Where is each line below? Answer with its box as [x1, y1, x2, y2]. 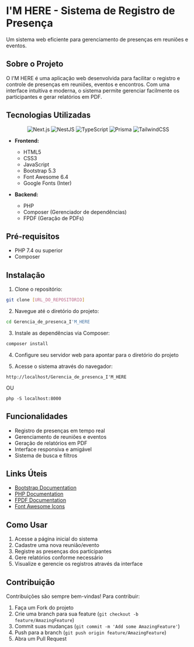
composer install [6, 340, 49, 346]
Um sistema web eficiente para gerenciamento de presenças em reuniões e [6, 36, 189, 43]
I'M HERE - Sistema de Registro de [6, 4, 175, 18]
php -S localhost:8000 [6, 395, 61, 401]
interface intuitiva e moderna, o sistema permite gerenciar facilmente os [6, 87, 180, 94]
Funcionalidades [6, 411, 68, 422]
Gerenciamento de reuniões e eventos [14, 433, 107, 440]
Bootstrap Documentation [14, 484, 77, 491]
